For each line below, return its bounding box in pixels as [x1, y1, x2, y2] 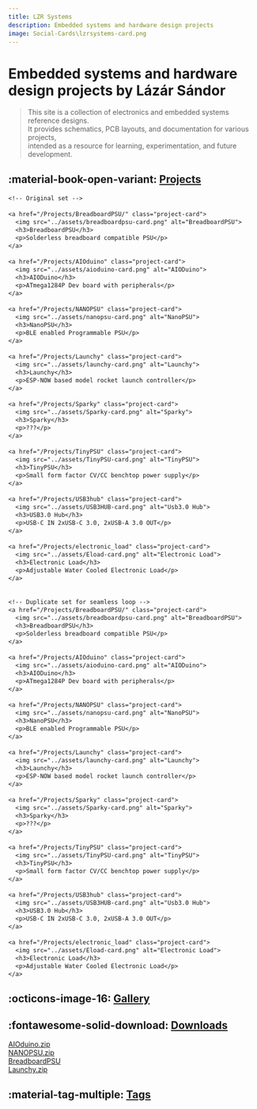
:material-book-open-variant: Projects [8, 173, 202, 186]
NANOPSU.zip [8, 1048, 55, 1058]
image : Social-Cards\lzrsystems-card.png [8, 29, 147, 37]
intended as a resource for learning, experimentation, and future [27, 141, 237, 150]
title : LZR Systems [8, 13, 73, 21]
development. [27, 150, 73, 159]
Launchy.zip [8, 1065, 48, 1074]
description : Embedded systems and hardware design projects [8, 21, 214, 29]
